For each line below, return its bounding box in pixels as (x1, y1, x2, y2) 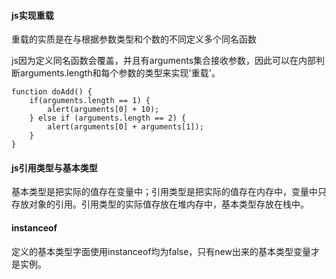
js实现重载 (11, 9, 54, 21)
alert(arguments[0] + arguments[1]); (47, 122, 204, 132)
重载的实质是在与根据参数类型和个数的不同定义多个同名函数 (11, 33, 257, 45)
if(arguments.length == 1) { (29, 96, 151, 106)
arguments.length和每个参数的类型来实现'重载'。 (19, 67, 221, 79)
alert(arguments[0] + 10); (47, 105, 160, 115)
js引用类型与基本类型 (11, 161, 98, 174)
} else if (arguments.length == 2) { (29, 113, 187, 124)
